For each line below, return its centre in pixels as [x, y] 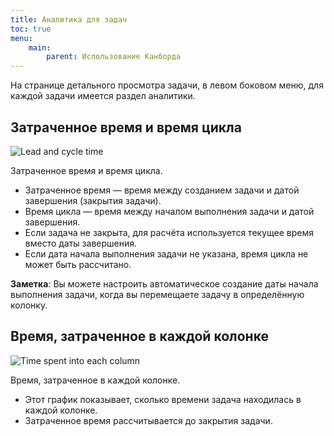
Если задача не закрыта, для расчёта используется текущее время [169, 232]
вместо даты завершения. [81, 243]
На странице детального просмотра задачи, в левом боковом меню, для [167, 85]
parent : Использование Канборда [114, 57]
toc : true [31, 29]
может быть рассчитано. [78, 264]
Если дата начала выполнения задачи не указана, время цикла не [166, 253]
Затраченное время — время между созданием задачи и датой [162, 190]
